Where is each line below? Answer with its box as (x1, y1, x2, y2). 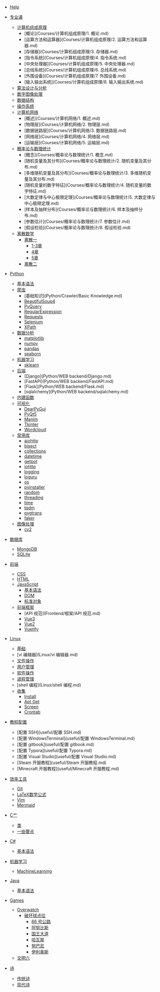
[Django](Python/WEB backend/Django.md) (24, 373, 112, 379)
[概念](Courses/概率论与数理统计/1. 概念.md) (24, 152, 113, 157)
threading (24, 495, 44, 500)
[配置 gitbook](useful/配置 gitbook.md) (16, 742, 95, 747)
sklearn (24, 362, 39, 368)
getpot (24, 459, 38, 464)
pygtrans (24, 510, 42, 516)
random (24, 490, 40, 495)
